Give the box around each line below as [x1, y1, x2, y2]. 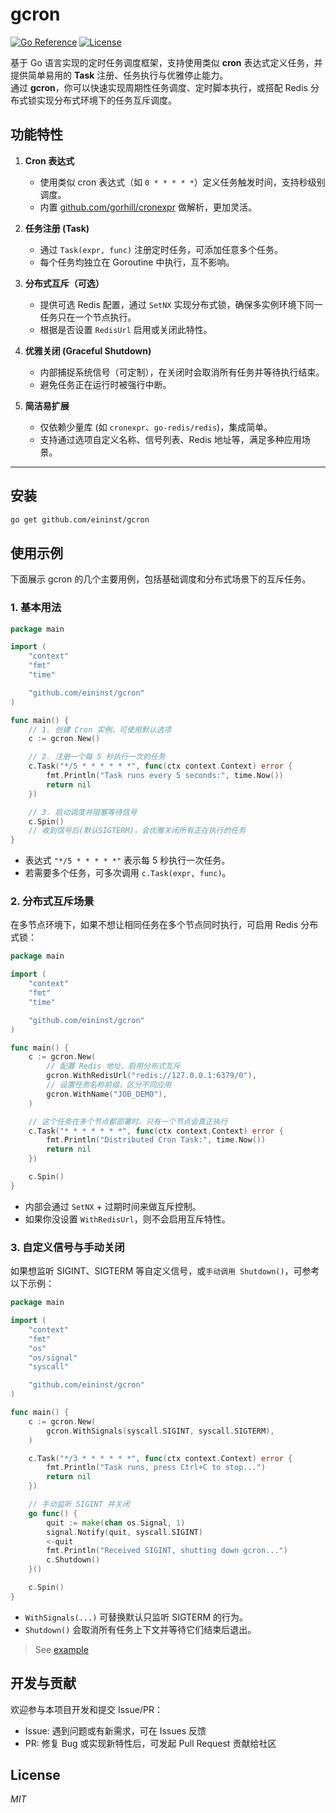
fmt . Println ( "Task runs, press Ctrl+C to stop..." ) [46, 1463, 267, 1473]
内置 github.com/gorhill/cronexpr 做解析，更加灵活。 [39, 201, 257, 213]
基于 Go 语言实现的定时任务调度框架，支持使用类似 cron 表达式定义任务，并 [10, 56, 323, 68]
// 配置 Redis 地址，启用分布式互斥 [46, 1061, 181, 1072]
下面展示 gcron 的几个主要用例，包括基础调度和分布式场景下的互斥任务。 [10, 573, 312, 585]
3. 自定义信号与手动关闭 [10, 1240, 125, 1254]
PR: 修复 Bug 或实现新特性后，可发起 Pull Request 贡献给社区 [24, 1737, 277, 1749]
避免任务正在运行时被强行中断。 [39, 378, 172, 390]
